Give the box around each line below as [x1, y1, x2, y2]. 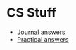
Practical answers [16, 35, 69, 43]
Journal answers [16, 28, 65, 36]
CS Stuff [6, 5, 57, 21]
